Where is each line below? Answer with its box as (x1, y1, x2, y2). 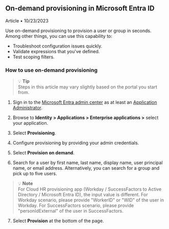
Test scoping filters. (12, 54, 55, 60)
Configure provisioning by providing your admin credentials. (12, 140, 139, 146)
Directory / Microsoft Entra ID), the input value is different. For (17, 192, 148, 198)
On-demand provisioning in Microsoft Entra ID (5, 4, 155, 13)
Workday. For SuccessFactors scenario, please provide (17, 202, 134, 209)
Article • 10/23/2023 (5, 17, 49, 24)
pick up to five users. (12, 171, 57, 177)
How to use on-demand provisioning (5, 66, 98, 74)
